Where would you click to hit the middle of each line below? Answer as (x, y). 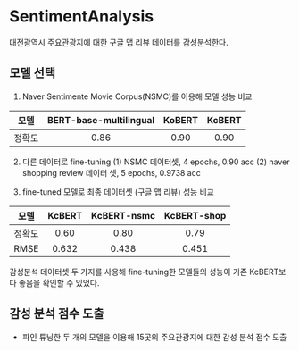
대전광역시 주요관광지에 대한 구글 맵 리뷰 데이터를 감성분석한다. (119, 42)
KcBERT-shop (195, 215)
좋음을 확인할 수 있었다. (59, 282)
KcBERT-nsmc (123, 215)
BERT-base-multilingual (101, 120)
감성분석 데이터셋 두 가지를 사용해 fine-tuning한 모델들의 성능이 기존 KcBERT (144, 272)
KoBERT (181, 120)
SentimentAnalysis (82, 17)
